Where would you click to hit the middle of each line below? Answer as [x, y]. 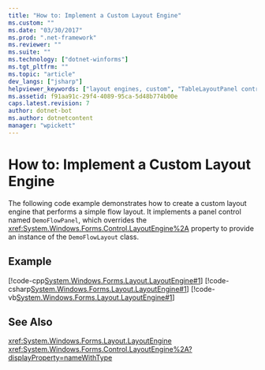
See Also [30, 321]
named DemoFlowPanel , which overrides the [78, 220]
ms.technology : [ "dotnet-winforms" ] [68, 60]
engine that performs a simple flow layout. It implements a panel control [125, 211]
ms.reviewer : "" [35, 45]
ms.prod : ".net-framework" [52, 37]
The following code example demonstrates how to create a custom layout [127, 203]
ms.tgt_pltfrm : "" [38, 67]
